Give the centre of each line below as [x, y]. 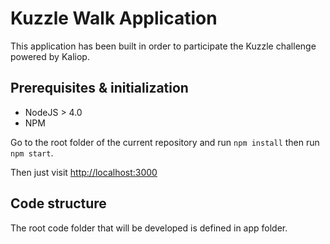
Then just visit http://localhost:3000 [84, 172]
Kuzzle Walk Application [114, 18]
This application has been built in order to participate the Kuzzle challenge [163, 46]
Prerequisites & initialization [99, 88]
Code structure [58, 203]
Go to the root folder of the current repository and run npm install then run [165, 142]
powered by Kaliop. [50, 56]
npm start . [32, 153]
